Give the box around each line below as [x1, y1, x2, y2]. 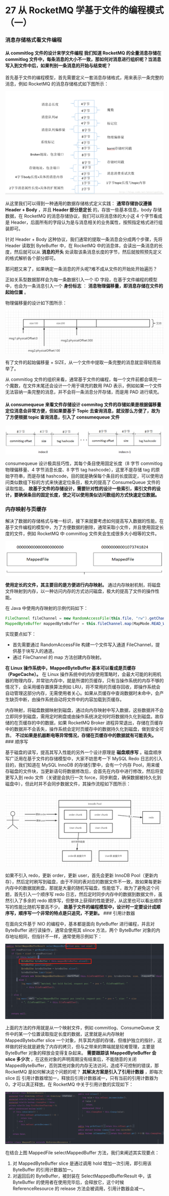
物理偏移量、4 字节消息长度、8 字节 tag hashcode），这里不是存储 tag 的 [5, 467, 156, 473]
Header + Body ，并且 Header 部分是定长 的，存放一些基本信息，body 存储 [5, 207, 162, 213]
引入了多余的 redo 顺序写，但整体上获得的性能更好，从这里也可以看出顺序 [9, 897, 163, 904]
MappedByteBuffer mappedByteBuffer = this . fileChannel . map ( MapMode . [5, 621, 152, 626]
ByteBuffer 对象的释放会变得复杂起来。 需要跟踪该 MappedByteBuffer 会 [5, 1049, 157, 1056]
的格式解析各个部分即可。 [5, 255, 58, 261]
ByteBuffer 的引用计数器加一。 [12, 1167, 76, 1173]
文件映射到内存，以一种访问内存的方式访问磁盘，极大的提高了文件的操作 [5, 588, 155, 594]
